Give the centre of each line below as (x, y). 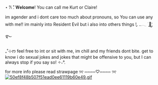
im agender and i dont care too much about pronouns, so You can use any (79, 17)
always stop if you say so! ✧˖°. (35, 62)
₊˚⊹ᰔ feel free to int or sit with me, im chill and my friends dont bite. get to (79, 51)
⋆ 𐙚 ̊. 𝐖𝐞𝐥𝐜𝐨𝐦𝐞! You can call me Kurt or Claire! (51, 7)
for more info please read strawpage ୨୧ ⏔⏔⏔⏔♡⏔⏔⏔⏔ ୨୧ (61, 72)
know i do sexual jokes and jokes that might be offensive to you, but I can (78, 57)
